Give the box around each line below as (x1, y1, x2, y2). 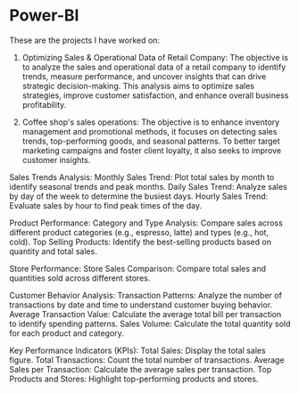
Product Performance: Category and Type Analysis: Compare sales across (9, 217, 283, 228)
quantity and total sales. (9, 246, 98, 257)
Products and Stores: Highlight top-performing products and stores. (9, 373, 259, 384)
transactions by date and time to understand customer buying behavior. (9, 299, 273, 310)
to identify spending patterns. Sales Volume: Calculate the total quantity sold (9, 318, 291, 329)
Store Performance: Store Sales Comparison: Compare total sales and (9, 263, 266, 274)
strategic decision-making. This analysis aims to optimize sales (21, 80, 254, 91)
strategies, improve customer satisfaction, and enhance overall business (21, 90, 289, 101)
